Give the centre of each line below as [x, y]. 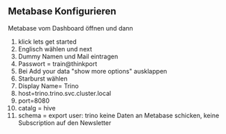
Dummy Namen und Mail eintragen [68, 56]
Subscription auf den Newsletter [65, 123]
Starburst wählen [43, 78]
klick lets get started [47, 42]
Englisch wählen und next [55, 49]
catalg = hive [37, 108]
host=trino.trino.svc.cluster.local [65, 93]
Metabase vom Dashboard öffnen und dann [70, 28]
